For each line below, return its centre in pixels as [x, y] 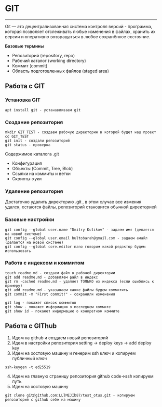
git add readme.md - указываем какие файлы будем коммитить [67, 290]
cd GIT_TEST [17, 136]
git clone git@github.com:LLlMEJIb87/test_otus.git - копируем [70, 395]
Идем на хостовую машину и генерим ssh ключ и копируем [74, 353]
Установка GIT [23, 100]
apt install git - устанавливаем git [43, 110]
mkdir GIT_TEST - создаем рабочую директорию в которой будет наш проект [81, 132]
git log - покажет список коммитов [41, 303]
